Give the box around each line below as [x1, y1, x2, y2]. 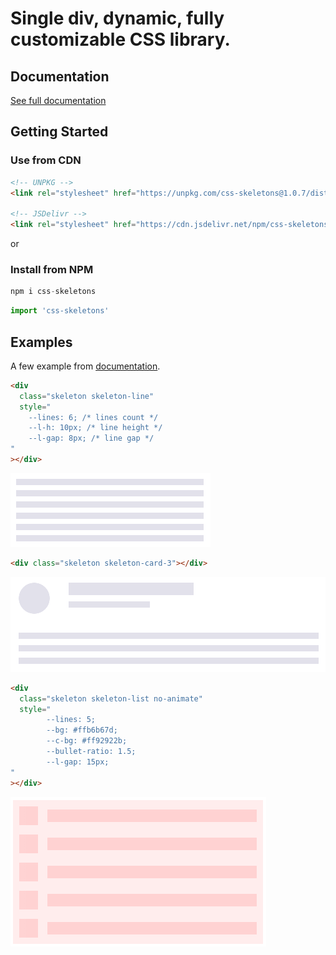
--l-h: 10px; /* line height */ [28, 423, 163, 433]
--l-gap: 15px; [46, 757, 110, 767]
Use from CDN [10, 153, 82, 167]
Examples [10, 333, 73, 351]
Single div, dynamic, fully [10, 7, 225, 30]
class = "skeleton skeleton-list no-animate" [19, 693, 203, 704]
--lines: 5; [46, 715, 97, 725]
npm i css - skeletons [10, 287, 97, 297]
